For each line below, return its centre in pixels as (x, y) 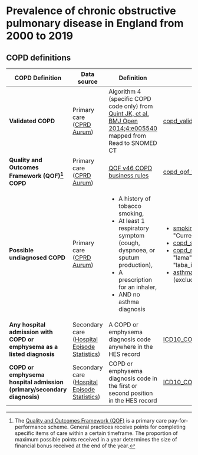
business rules (129, 175)
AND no (129, 295)
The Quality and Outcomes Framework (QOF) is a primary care (90, 421)
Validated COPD (32, 121)
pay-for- (178, 421)
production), (136, 265)
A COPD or (124, 325)
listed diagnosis (32, 354)
